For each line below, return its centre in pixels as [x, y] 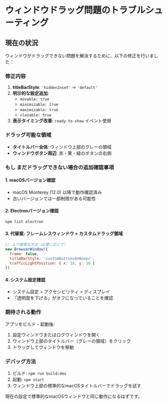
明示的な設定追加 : [30, 93]
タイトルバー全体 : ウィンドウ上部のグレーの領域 [62, 147]
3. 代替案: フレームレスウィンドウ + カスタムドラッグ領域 [64, 233]
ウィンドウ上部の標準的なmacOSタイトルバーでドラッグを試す [77, 386]
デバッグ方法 [21, 361]
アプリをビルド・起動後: [30, 324]
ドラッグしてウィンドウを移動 [43, 347]
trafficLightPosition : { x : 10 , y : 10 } [52, 263]
